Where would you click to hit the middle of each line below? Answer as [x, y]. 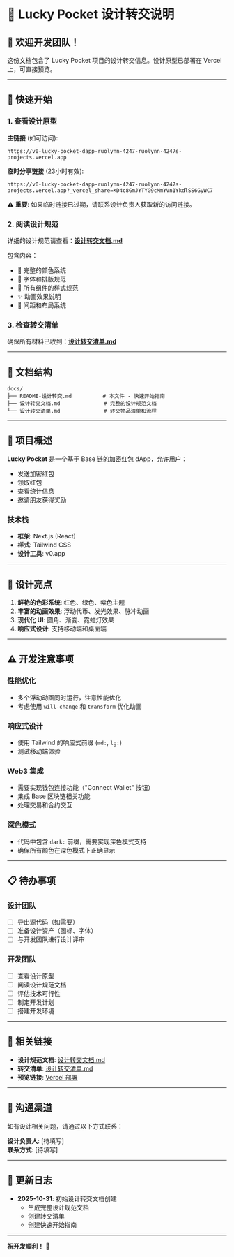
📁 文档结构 [30, 372]
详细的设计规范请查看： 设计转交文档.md [65, 240]
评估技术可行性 [39, 993]
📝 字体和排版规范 [41, 279]
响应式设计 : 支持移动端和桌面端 [62, 628]
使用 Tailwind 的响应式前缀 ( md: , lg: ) [70, 742]
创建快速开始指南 [52, 1225]
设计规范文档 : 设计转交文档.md [61, 1059]
